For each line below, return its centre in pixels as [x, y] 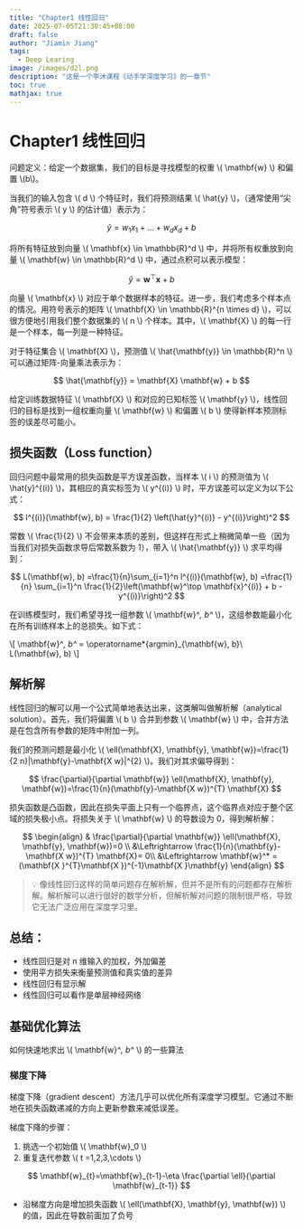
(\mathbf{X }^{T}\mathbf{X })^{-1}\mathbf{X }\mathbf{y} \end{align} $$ [151, 865]
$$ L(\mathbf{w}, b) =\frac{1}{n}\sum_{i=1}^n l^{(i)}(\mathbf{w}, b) [134, 576]
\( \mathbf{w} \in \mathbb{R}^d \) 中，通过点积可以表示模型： [134, 260]
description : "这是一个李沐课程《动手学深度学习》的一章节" [110, 77]
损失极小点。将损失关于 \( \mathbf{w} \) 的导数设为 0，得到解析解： [151, 818]
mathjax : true [36, 93]
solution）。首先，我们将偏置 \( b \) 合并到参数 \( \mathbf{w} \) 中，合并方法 [149, 719]
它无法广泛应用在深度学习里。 [87, 906]
